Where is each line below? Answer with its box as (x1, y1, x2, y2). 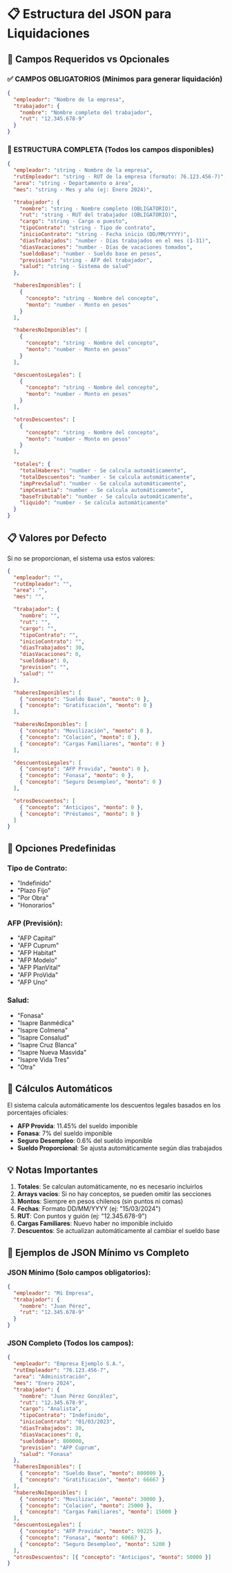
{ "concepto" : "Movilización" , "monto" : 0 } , (19, 727, 153, 735)
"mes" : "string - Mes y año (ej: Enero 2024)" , (13, 186, 153, 193)
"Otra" (17, 1063, 36, 1071)
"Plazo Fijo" (17, 887, 51, 895)
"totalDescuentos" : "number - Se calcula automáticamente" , (19, 473, 196, 481)
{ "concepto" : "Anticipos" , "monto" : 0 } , (19, 803, 144, 811)
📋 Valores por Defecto (7, 532, 107, 544)
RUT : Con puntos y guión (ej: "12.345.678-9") (17, 1212, 147, 1220)
